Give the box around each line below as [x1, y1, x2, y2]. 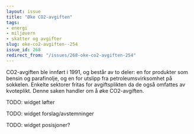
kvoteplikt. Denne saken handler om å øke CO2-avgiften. [6, 87, 144, 94]
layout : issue [6, 8, 41, 15]
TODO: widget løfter [6, 98, 55, 106]
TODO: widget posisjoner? [6, 121, 70, 128]
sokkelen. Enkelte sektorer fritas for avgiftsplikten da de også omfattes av [6, 81, 186, 88]
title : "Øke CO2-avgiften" [6, 14, 73, 20]
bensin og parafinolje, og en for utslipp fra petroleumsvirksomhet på [6, 75, 173, 82]
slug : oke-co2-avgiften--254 [6, 42, 78, 48]
